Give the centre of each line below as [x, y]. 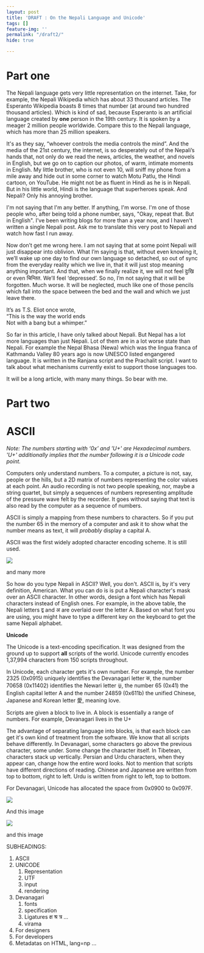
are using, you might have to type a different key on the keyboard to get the [101, 617]
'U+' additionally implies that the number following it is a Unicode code [96, 455]
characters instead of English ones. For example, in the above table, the [96, 604]
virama [33, 924]
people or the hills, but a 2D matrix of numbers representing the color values [102, 480]
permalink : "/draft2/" [35, 35]
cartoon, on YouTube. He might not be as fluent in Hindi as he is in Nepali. [99, 182]
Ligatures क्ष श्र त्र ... [46, 917]
